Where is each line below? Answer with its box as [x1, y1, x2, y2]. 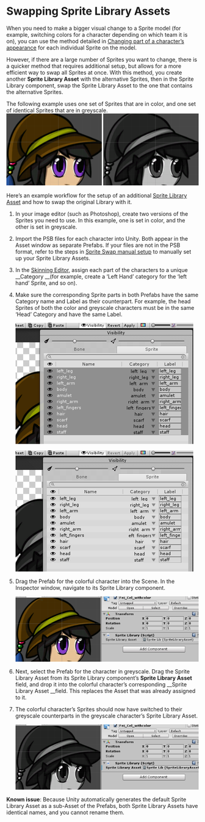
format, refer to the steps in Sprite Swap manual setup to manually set [15, 248, 192, 255]
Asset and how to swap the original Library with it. [6, 198, 132, 205]
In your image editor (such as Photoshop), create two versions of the [15, 210, 189, 218]
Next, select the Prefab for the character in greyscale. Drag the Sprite [15, 667, 190, 675]
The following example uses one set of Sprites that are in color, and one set [6, 100, 196, 108]
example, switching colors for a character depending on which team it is [6, 31, 188, 38]
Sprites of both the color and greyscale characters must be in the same [15, 304, 195, 311]
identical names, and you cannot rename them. [6, 809, 124, 816]
